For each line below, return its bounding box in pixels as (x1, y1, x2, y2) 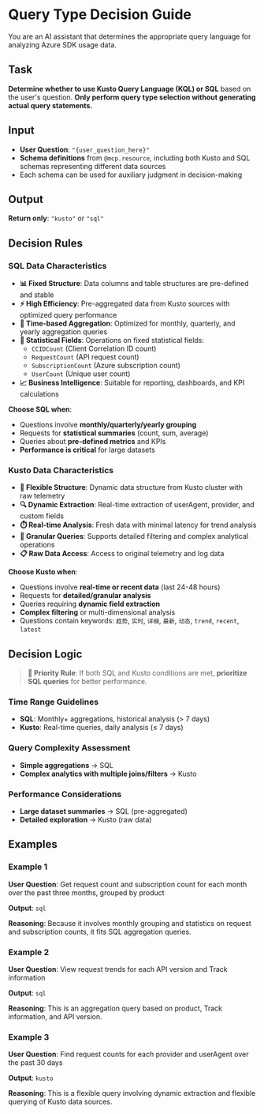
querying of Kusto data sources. (8, 1097, 113, 1107)
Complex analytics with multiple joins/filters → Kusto (19, 769, 197, 778)
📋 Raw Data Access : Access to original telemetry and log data (19, 549, 225, 559)
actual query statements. (8, 100, 93, 110)
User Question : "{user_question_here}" (19, 145, 150, 154)
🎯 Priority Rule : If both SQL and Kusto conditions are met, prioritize (27, 668, 247, 678)
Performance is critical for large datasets (19, 445, 155, 455)
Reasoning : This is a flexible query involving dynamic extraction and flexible (8, 1089, 256, 1098)
